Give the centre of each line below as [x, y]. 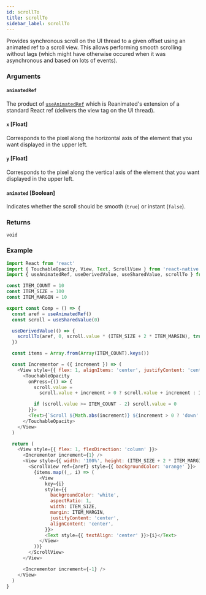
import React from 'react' [41, 263]
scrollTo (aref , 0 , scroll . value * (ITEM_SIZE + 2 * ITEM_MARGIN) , [104, 337]
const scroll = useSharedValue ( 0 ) [56, 320]
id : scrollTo [23, 12]
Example [20, 251]
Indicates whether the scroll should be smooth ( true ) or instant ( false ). [96, 207]
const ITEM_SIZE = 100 [35, 292]
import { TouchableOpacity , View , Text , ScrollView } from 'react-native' [104, 269]
